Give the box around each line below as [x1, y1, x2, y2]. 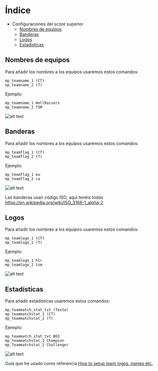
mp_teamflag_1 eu [5, 172, 40, 177]
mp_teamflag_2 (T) [5, 154, 42, 159]
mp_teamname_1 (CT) [5, 78, 45, 83]
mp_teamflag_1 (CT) [5, 150, 45, 155]
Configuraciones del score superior [12, 21, 84, 27]
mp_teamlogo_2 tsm [5, 262, 42, 268]
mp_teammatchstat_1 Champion [5, 338, 64, 343]
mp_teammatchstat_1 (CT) [5, 312, 56, 317]
